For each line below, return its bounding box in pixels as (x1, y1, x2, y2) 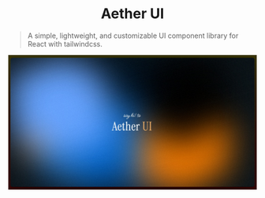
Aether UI (101, 5, 164, 23)
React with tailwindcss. (27, 39, 103, 48)
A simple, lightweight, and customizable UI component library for (27, 31, 239, 40)
